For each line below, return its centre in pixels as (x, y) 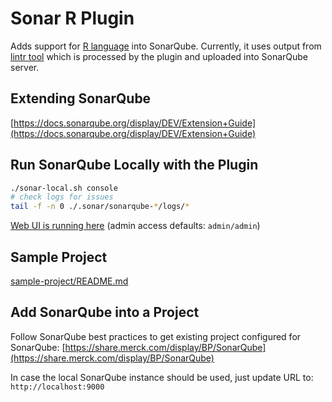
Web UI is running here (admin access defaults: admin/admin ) (135, 226)
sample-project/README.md (69, 281)
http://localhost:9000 (57, 387)
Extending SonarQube (81, 98)
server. (25, 67)
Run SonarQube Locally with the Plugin (134, 165)
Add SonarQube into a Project (105, 312)
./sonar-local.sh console (64, 188)
